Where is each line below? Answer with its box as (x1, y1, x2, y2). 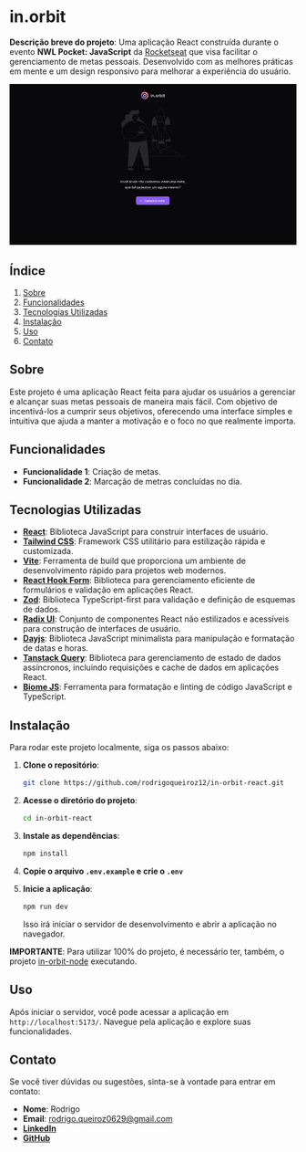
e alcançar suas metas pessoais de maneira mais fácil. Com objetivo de (9, 395, 278, 407)
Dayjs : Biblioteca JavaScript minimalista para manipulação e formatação (22, 633, 295, 644)
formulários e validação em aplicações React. (22, 584, 194, 595)
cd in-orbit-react (22, 814, 93, 823)
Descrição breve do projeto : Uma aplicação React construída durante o (9, 37, 280, 47)
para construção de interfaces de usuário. (22, 623, 181, 634)
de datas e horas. (22, 643, 89, 654)
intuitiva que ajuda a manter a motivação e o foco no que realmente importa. (9, 415, 296, 426)
